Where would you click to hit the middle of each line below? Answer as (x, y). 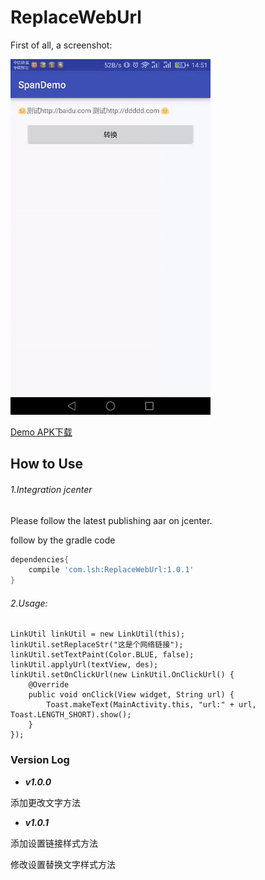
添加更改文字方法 (45, 802)
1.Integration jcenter (51, 489)
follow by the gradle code (63, 540)
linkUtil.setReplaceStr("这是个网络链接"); (97, 645)
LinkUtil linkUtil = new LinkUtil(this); (98, 634)
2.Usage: (29, 603)
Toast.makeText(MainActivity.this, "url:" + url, (151, 705)
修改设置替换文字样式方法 (63, 864)
